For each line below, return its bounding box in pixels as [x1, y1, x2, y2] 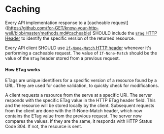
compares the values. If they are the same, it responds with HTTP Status [5, 118, 152, 124]
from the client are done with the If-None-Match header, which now [5, 108, 143, 114]
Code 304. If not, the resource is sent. [5, 124, 82, 130]
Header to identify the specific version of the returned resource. [5, 35, 135, 41]
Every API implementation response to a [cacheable [5, 20, 110, 26]
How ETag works [5, 66, 40, 72]
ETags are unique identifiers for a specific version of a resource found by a [5, 78, 157, 83]
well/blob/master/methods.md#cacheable [5, 30, 90, 36]
